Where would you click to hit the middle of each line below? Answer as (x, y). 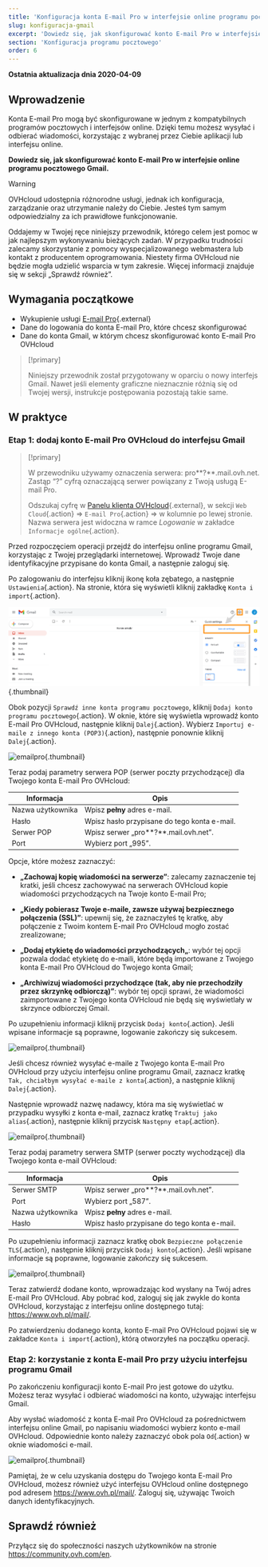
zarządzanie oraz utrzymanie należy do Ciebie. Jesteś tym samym (117, 207)
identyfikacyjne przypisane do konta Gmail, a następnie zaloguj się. (119, 563)
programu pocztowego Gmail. (59, 168)
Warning (22, 183)
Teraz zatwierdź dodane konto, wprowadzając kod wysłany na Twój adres (130, 1289)
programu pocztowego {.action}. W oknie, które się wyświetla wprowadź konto (134, 715)
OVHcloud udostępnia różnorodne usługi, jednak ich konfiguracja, (116, 199)
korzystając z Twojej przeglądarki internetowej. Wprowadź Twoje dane (124, 555)
